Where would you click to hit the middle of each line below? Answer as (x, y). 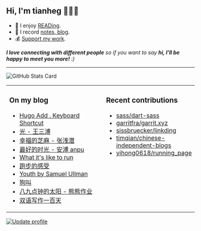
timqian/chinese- (141, 138)
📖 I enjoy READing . (38, 25)
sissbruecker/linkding (146, 130)
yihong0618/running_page (154, 153)
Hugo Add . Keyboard (50, 115)
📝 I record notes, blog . (42, 32)
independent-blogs (144, 145)
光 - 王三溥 (35, 131)
